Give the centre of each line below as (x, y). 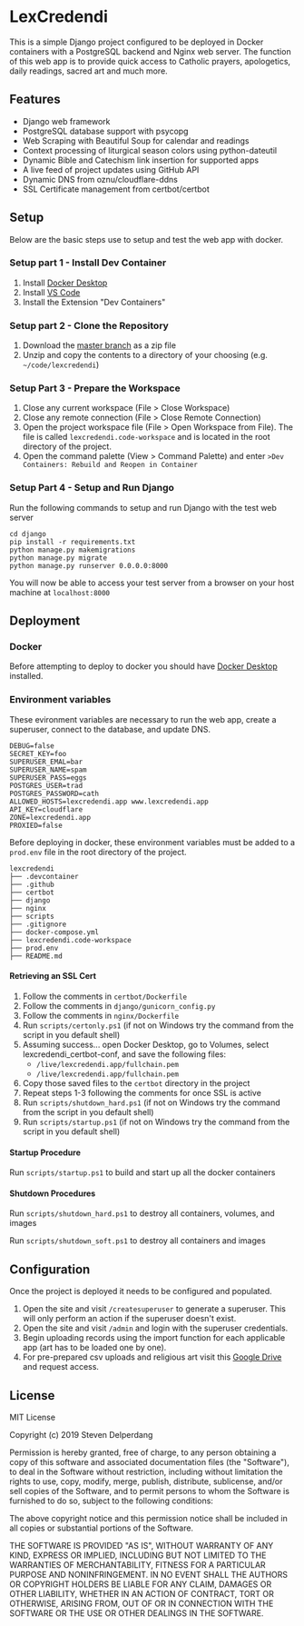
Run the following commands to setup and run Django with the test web (143, 507)
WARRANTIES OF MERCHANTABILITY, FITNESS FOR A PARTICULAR (137, 1564)
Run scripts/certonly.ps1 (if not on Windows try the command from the (158, 1025)
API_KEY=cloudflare (46, 809)
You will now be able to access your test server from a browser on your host (152, 583)
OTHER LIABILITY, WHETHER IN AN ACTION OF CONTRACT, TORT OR (142, 1593)
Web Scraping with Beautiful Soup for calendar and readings (136, 140)
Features (35, 100)
